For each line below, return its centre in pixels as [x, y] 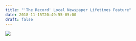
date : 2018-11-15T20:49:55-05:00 [41, 15]
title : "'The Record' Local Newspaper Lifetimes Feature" [68, 10]
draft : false [19, 19]
